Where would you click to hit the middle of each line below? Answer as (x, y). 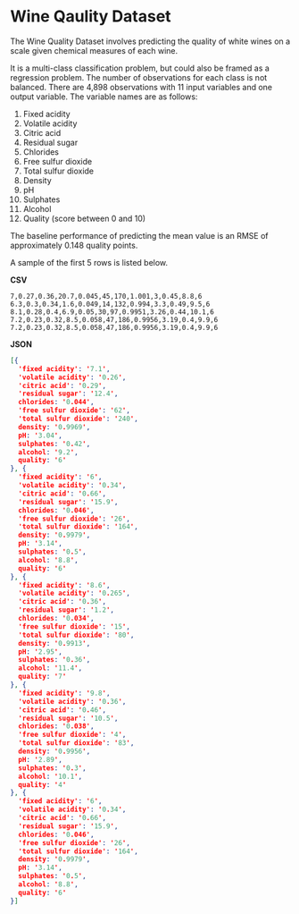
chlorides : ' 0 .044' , (56, 402)
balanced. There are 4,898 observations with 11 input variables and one (141, 87)
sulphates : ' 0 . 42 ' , (54, 444)
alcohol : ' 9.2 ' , (48, 452)
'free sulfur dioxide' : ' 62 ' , (74, 410)
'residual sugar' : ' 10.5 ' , (68, 718)
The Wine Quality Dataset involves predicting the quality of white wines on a (150, 41)
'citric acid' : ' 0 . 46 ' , (62, 710)
